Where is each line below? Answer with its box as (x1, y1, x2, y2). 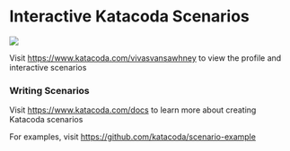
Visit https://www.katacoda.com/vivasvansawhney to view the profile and (9, 52, 282, 63)
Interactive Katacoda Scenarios (9, 6, 250, 27)
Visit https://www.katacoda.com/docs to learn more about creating (9, 105, 257, 115)
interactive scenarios (9, 62, 87, 72)
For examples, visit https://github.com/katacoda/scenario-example (9, 131, 256, 142)
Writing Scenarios (9, 84, 90, 96)
